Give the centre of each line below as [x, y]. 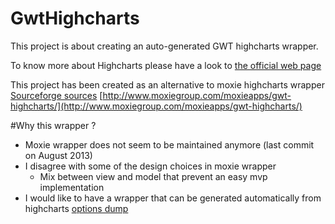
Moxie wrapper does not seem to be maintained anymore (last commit [169, 144]
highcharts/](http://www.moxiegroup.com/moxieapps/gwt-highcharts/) [156, 106]
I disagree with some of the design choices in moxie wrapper [150, 166]
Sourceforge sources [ [56, 95]
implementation [72, 187]
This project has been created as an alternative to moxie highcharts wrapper [167, 84]
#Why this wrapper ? [53, 125]
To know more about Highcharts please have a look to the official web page [166, 65]
